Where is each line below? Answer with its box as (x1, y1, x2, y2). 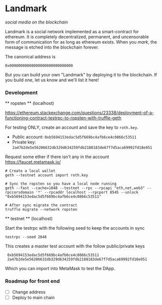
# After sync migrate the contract (5, 203, 78, 208)
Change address (12, 289, 46, 295)
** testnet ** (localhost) (5, 216, 53, 222)
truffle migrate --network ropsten (5, 207, 78, 212)
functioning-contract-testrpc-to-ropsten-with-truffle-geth (5, 115, 121, 121)
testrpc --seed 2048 (5, 235, 47, 240)
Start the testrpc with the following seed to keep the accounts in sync (5, 225, 145, 231)
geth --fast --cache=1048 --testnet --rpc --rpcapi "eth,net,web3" (5, 186, 145, 191)
